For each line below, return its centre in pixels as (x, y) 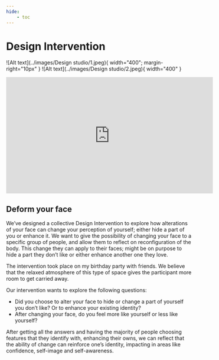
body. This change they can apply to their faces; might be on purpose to (94, 248)
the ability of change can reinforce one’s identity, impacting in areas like (94, 345)
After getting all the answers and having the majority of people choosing (94, 332)
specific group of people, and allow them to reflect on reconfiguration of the (99, 242)
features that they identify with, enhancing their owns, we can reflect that (95, 338)
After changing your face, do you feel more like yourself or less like (96, 314)
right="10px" (22, 69)
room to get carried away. (37, 279)
